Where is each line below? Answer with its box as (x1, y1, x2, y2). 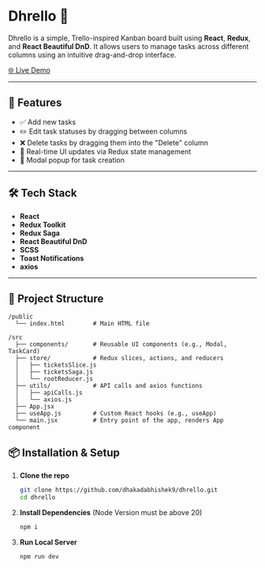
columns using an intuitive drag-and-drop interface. (8, 50, 177, 59)
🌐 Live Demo (8, 65, 51, 74)
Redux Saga (19, 228, 61, 238)
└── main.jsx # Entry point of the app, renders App (15, 416, 224, 425)
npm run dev (19, 552, 59, 560)
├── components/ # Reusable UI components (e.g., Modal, (15, 340, 227, 348)
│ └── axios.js (15, 396, 73, 404)
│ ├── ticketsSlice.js (15, 361, 97, 370)
